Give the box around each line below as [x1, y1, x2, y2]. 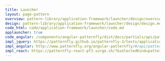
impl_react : [5, 48, 29, 53]
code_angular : [5, 35, 34, 40]
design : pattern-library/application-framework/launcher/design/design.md [5, 21, 162, 26]
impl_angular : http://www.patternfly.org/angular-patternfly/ [5, 44, 135, 49]
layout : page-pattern [5, 12, 50, 17]
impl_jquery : [5, 39, 32, 44]
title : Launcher [5, 7, 38, 12]
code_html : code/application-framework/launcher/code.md [5, 26, 124, 30]
